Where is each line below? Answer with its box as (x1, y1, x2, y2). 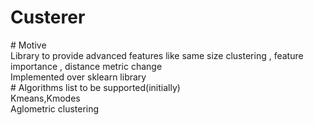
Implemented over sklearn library (10, 71, 147, 83)
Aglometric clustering (10, 102, 100, 115)
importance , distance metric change (10, 60, 163, 72)
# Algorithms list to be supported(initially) (10, 81, 181, 93)
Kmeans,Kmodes (10, 92, 81, 104)
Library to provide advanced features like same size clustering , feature (10, 49, 304, 61)
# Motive (10, 39, 47, 51)
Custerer (10, 6, 86, 29)
